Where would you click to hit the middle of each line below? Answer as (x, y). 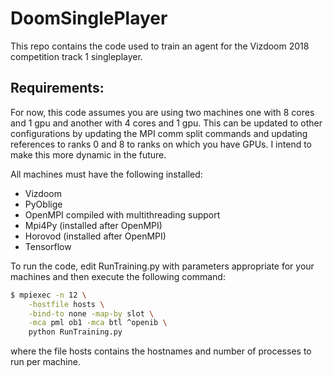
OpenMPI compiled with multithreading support (122, 214)
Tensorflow (48, 246)
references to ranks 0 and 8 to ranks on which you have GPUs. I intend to (161, 144)
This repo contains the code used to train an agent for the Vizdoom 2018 (160, 46)
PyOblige (43, 204)
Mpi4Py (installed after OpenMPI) (93, 225)
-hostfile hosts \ (66, 304)
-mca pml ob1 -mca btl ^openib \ (98, 323)
